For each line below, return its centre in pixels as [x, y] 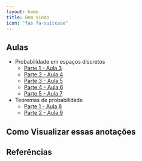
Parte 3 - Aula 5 [43, 81]
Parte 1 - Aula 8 [43, 106]
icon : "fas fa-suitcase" [37, 23]
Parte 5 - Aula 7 [43, 94]
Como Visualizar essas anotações [71, 132]
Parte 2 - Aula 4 [43, 74]
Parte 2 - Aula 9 [43, 113]
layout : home [22, 12]
